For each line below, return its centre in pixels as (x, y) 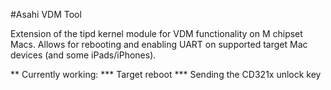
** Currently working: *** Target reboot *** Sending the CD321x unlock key (166, 74)
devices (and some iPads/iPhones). (83, 55)
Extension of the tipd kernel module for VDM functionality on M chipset (156, 33)
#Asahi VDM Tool (46, 14)
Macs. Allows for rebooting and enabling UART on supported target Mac (159, 44)
